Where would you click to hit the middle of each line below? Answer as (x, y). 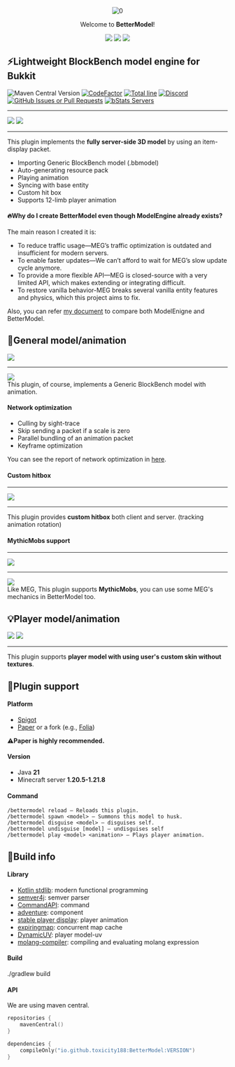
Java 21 (28, 772)
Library (18, 874)
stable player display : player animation (73, 920)
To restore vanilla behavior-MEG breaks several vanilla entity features (117, 290)
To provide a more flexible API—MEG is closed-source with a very (112, 275)
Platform (20, 704)
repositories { (29, 1018)
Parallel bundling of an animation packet (75, 439)
